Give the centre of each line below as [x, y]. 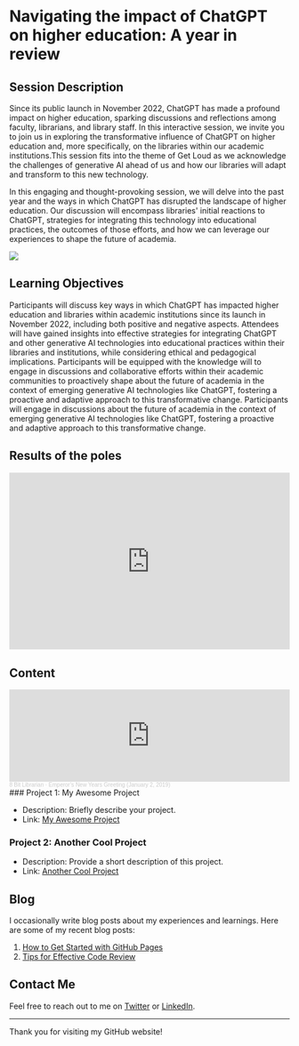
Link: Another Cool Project [70, 871]
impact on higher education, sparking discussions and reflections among [143, 118]
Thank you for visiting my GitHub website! [86, 1031]
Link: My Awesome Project [71, 819]
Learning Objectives [67, 283]
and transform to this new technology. [79, 174]
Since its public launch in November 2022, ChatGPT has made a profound [145, 108]
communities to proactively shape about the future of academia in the [137, 381]
